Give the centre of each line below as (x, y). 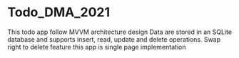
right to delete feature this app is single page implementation (97, 47)
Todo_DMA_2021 (59, 12)
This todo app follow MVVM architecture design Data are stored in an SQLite (120, 32)
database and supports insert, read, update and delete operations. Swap (114, 39)
